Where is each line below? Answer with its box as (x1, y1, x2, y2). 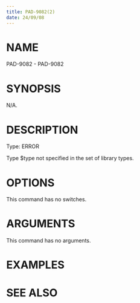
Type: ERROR (6, 143, 39, 150)
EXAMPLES (6, 258, 65, 272)
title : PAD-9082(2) (6, 8, 56, 15)
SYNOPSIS (6, 82, 62, 96)
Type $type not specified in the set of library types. (6, 155, 134, 162)
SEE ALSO (6, 285, 58, 299)
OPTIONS (6, 176, 55, 189)
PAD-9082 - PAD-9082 (6, 60, 64, 68)
